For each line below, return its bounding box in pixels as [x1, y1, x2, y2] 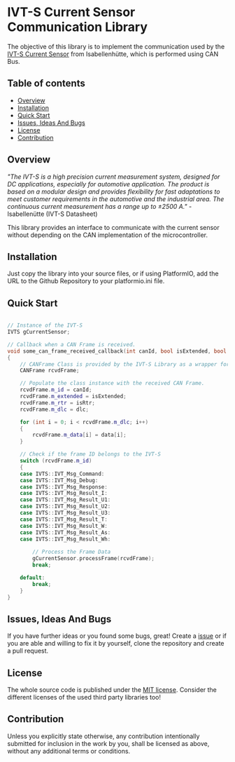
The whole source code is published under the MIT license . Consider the [7, 686, 217, 694]
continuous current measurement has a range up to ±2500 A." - [7, 202, 192, 210]
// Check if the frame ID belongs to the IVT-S [20, 451, 161, 458]
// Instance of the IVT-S [7, 322, 83, 329]
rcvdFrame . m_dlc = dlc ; [20, 406, 90, 413]
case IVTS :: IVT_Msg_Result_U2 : [20, 503, 111, 510]
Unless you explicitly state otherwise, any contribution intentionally [7, 732, 200, 740]
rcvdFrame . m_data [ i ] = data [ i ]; [32, 432, 127, 439]
